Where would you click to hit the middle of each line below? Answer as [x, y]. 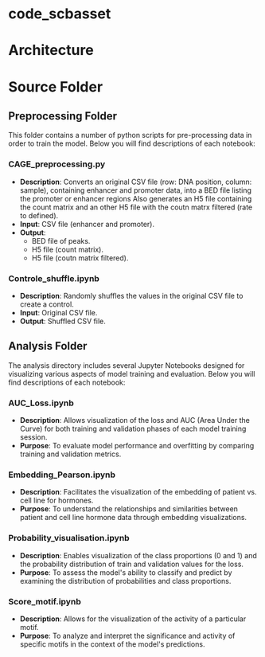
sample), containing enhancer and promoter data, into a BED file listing [136, 190]
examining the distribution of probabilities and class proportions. [125, 581]
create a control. [47, 304]
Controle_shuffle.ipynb [54, 278]
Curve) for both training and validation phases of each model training [133, 429]
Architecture [51, 51]
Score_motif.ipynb [45, 601]
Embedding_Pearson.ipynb [62, 475]
